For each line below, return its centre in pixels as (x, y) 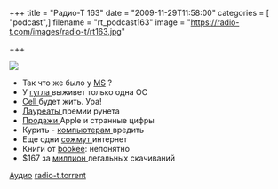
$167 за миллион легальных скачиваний (99, 158)
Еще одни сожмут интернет (75, 139)
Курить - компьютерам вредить (83, 130)
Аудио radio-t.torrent (48, 175)
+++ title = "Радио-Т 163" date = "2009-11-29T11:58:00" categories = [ (139, 13)
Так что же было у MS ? (67, 83)
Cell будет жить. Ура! (62, 102)
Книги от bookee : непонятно (76, 149)
